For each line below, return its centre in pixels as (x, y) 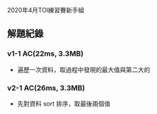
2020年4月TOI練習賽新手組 (46, 10)
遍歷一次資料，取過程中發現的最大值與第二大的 (83, 69)
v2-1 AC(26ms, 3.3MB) (46, 88)
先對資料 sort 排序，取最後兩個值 (64, 103)
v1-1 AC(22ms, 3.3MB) (45, 54)
